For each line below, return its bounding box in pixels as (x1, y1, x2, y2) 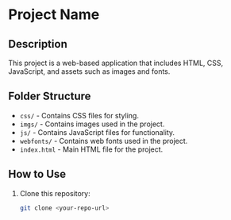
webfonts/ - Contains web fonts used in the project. (19, 136, 188, 145)
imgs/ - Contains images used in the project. (19, 119, 165, 129)
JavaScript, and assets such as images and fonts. (8, 67, 171, 76)
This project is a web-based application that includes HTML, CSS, (8, 58, 224, 68)
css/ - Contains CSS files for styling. (19, 110, 139, 120)
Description (8, 37, 67, 51)
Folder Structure (8, 90, 91, 103)
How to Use (8, 168, 67, 181)
